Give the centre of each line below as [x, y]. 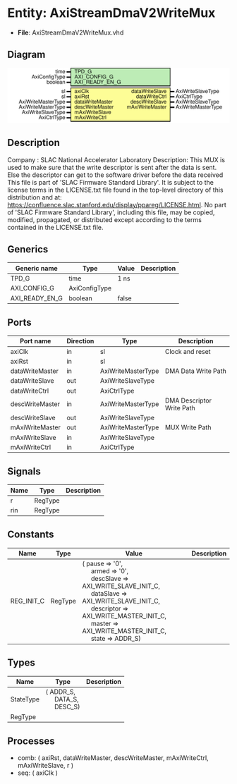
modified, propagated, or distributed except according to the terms [105, 219]
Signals [24, 471]
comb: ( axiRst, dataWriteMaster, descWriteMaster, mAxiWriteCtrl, [113, 758]
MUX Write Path [188, 427]
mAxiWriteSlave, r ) [45, 765]
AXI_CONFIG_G [32, 288]
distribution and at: [35, 197]
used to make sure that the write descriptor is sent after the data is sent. [112, 167]
